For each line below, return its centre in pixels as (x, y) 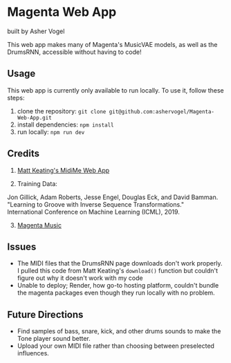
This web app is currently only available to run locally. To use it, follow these (116, 90)
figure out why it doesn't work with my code (80, 278)
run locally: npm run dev (51, 131)
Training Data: (37, 183)
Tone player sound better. (54, 339)
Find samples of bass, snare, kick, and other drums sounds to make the (119, 331)
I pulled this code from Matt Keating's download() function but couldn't (118, 271)
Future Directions (45, 314)
